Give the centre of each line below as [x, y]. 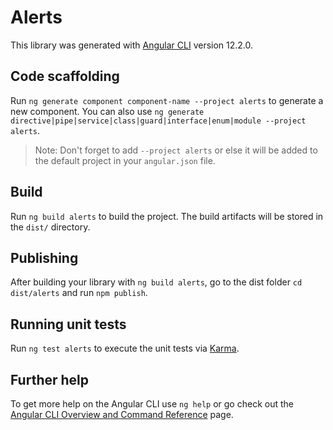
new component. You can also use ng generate [107, 111]
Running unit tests [68, 324]
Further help [50, 379]
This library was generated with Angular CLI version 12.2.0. [132, 45]
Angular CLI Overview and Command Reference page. [122, 414]
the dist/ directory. [50, 227]
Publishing [44, 257]
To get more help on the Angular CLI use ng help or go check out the [152, 404]
